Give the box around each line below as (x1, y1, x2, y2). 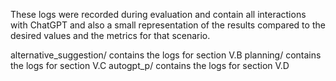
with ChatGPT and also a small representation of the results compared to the (10, 19, 326, 31)
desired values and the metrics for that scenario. (10, 30, 211, 41)
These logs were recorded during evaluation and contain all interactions (10, 9, 307, 20)
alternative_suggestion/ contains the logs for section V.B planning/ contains (10, 49, 322, 61)
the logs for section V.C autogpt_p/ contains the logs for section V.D (10, 60, 290, 71)
